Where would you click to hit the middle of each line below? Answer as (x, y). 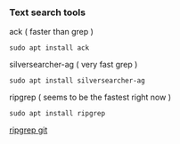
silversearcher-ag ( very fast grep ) (74, 65)
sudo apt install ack (49, 48)
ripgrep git (29, 130)
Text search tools (48, 12)
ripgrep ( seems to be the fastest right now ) (90, 97)
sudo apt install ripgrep (57, 114)
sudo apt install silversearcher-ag (77, 81)
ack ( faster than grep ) (51, 32)
